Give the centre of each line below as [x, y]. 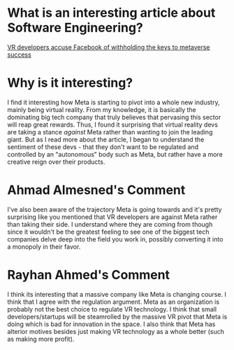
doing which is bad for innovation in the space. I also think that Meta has [111, 324]
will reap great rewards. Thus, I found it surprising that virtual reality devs [113, 125]
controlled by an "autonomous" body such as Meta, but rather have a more [115, 154]
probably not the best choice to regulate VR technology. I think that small [112, 309]
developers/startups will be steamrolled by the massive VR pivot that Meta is [117, 316]
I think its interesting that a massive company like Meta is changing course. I [117, 294]
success [19, 55]
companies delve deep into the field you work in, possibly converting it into [115, 239]
